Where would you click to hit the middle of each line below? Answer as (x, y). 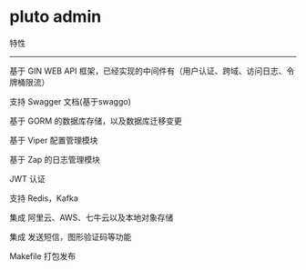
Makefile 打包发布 (43, 255)
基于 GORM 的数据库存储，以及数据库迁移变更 (96, 121)
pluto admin (56, 17)
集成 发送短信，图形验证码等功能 (71, 236)
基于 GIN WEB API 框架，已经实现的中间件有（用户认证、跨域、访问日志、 (148, 71)
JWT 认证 (27, 178)
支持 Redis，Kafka (44, 198)
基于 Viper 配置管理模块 (54, 140)
